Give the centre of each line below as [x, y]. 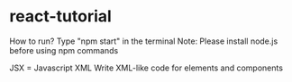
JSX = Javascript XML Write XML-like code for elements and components [146, 68]
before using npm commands [64, 50]
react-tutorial [61, 16]
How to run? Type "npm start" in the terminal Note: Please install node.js [144, 41]
